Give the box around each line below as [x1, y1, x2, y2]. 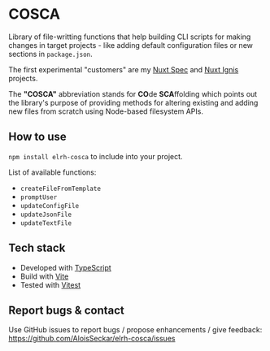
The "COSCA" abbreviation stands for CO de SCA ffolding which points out [8, 89, 258, 98]
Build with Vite [20, 271, 69, 281]
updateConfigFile [20, 201, 80, 210]
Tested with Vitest [20, 279, 81, 289]
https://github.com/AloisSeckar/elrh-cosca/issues [8, 334, 176, 344]
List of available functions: [8, 167, 97, 177]
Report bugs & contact [8, 303, 124, 317]
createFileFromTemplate [20, 184, 102, 193]
